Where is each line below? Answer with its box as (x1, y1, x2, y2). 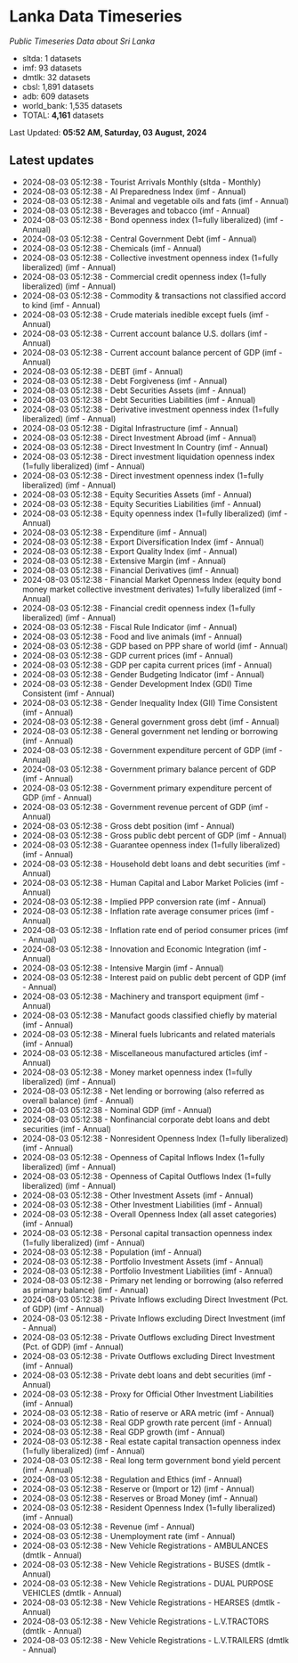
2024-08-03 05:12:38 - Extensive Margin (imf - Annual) (21, 555, 227, 566)
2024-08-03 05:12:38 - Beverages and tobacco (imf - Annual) (21, 205, 251, 216)
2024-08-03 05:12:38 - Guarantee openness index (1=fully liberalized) (21, 840, 281, 850)
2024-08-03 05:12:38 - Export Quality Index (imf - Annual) (21, 545, 238, 556)
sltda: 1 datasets (21, 53, 82, 63)
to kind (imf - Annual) (21, 299, 101, 310)
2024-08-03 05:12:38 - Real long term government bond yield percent (21, 1454, 281, 1465)
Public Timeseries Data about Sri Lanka (9, 36, 156, 46)
